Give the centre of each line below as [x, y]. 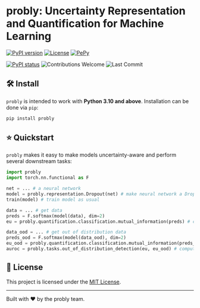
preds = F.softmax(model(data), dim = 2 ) [56, 216]
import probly [24, 172]
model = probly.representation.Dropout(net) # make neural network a [94, 194]
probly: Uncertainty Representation [96, 11]
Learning [29, 36]
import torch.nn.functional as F [48, 178]
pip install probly [30, 118]
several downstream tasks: [39, 161]
